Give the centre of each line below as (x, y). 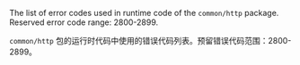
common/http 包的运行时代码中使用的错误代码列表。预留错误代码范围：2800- (150, 41)
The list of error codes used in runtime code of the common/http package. (144, 13)
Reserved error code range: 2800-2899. (84, 22)
